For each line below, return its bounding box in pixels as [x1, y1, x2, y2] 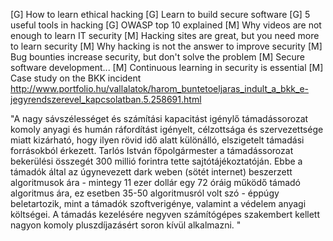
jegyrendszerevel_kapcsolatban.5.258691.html [10, 94, 202, 105]
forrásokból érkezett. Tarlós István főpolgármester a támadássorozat [10, 145, 294, 156]
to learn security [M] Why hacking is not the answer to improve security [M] [10, 40, 323, 52]
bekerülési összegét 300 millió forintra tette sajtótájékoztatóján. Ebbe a [10, 155, 303, 167]
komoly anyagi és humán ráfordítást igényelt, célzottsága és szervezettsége [10, 124, 324, 135]
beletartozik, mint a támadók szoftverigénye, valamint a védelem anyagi [10, 198, 307, 209]
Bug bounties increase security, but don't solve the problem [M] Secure [10, 51, 305, 63]
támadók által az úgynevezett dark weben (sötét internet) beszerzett [10, 166, 293, 178]
